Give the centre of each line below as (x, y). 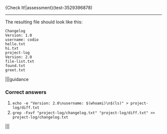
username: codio (22, 40)
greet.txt (15, 70)
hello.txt (15, 44)
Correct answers (26, 92)
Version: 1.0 (19, 35)
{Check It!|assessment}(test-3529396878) (49, 8)
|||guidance (17, 79)
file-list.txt (20, 62)
